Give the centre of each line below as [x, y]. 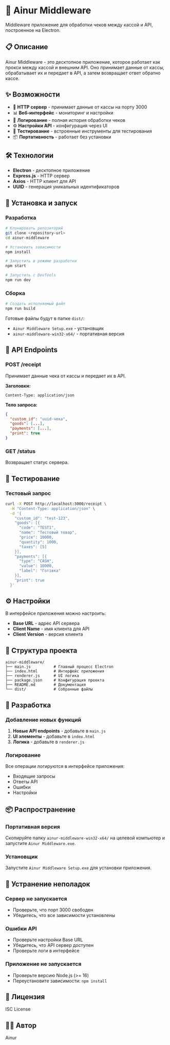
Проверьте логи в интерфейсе [46, 951]
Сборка [15, 293]
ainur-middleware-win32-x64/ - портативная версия [69, 334]
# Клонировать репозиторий [34, 228]
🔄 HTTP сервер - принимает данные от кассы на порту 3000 [80, 107]
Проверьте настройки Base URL [48, 940]
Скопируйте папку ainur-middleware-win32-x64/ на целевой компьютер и [85, 838]
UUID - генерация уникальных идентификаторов [66, 187]
